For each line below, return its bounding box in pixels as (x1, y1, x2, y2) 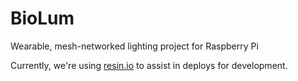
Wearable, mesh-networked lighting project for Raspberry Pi (10, 40, 259, 52)
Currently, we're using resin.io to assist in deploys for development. (10, 59, 288, 71)
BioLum (10, 7, 75, 30)
